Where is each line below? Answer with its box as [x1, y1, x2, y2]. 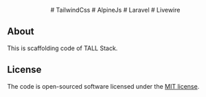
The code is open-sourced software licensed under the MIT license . [7, 82, 200, 90]
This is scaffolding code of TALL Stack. [7, 44, 118, 52]
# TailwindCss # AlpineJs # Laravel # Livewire [50, 6, 181, 14]
